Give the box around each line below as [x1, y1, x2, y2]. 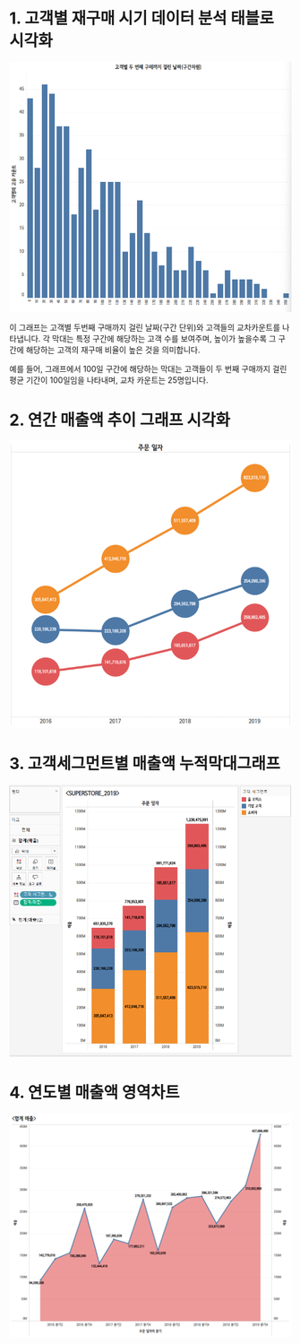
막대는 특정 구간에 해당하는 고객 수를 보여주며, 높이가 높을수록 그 [52, 334, 277, 344]
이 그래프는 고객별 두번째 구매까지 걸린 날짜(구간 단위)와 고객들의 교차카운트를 [9, 322, 280, 333]
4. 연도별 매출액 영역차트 [9, 1082, 180, 1103]
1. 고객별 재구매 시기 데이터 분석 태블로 [9, 8, 275, 29]
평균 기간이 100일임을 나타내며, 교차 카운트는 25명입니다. [9, 375, 209, 386]
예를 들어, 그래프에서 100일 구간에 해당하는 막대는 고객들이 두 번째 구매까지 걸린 [9, 364, 287, 375]
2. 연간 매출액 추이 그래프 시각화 [9, 410, 231, 430]
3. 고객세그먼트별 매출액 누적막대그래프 [9, 754, 280, 774]
